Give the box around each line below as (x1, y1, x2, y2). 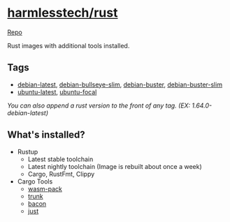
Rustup (17, 147, 38, 156)
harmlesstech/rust (7, 5, 118, 21)
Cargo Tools (17, 177, 53, 186)
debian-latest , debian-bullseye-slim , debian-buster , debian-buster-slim (17, 80, 222, 89)
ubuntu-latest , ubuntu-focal (17, 87, 97, 96)
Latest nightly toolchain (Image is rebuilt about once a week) (27, 162, 203, 170)
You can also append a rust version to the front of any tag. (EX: (7, 101, 191, 110)
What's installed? (7, 129, 85, 141)
